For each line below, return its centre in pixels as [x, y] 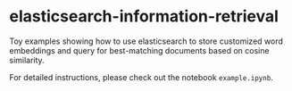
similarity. [27, 60]
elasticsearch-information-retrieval [144, 17]
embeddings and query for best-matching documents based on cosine [139, 50]
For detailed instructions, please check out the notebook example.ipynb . [142, 77]
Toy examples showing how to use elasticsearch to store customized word [146, 41]
